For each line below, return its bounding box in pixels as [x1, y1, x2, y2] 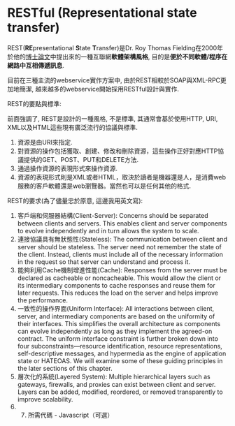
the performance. [17, 295, 69, 304]
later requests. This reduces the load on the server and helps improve [17, 288, 219, 297]
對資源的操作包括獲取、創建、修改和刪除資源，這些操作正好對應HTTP [17, 147, 218, 155]
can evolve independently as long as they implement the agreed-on [17, 327, 213, 335]
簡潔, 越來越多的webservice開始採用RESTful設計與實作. [19, 85, 180, 93]
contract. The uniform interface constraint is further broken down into [17, 334, 219, 343]
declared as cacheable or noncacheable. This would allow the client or [17, 274, 222, 282]
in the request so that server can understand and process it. [17, 257, 191, 266]
